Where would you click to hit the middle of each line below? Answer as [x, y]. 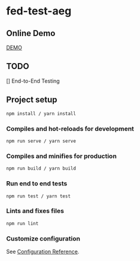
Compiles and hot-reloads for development [70, 128]
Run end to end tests [37, 184]
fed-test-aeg [39, 11]
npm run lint [22, 223]
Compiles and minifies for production [61, 156]
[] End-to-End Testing [33, 81]
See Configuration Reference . [43, 252]
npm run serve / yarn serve [41, 141]
